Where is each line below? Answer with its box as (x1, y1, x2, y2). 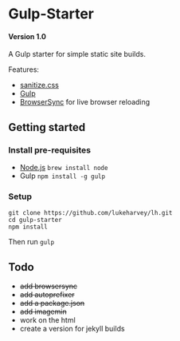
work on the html (19, 315, 76, 325)
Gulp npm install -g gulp (19, 171, 106, 180)
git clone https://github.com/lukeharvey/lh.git (8, 209, 173, 217)
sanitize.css (19, 81, 60, 90)
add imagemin (19, 307, 67, 316)
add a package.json (19, 299, 85, 308)
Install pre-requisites (8, 145, 92, 156)
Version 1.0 (8, 31, 46, 41)
